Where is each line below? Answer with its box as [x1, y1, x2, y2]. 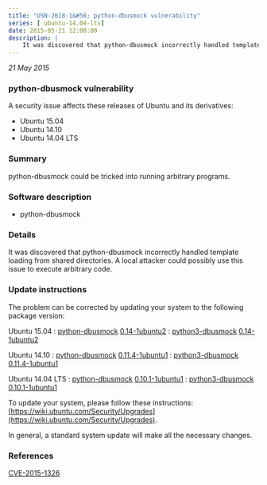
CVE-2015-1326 [8, 467, 60, 478]
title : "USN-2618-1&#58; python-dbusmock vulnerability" [8, 11, 201, 20]
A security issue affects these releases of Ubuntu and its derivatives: [8, 101, 234, 111]
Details [8, 229, 37, 240]
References [8, 450, 54, 461]
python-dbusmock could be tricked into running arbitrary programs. [8, 171, 230, 181]
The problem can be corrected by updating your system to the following [8, 302, 244, 311]
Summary [8, 153, 48, 164]
